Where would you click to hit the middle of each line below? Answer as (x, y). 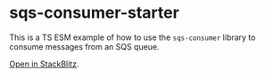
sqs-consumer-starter (95, 13)
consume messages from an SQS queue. (84, 46)
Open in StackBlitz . (44, 64)
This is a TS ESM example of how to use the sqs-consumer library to (132, 37)
